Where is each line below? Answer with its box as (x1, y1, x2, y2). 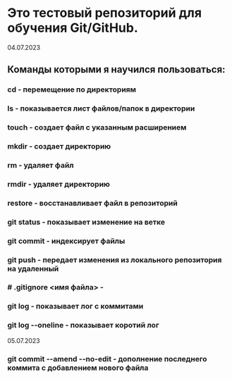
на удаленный (7, 263, 59, 273)
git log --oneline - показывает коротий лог (7, 321, 160, 330)
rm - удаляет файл (7, 160, 74, 170)
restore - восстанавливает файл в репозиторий (7, 198, 178, 208)
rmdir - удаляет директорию (7, 179, 111, 189)
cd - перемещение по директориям (7, 85, 136, 94)
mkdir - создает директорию (7, 142, 111, 151)
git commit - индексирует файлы (7, 236, 126, 246)
